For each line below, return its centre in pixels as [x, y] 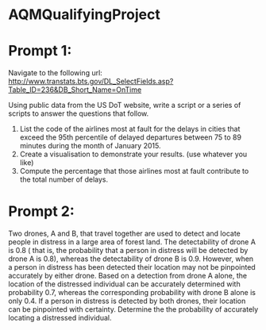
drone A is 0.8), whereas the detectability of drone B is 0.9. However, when [131, 259]
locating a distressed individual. [60, 318]
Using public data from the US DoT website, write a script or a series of [125, 106]
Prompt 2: [42, 211]
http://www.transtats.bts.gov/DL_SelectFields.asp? [91, 82]
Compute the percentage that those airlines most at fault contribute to [134, 171]
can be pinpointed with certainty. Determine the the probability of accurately [133, 309]
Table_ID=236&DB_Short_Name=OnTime [75, 90]
